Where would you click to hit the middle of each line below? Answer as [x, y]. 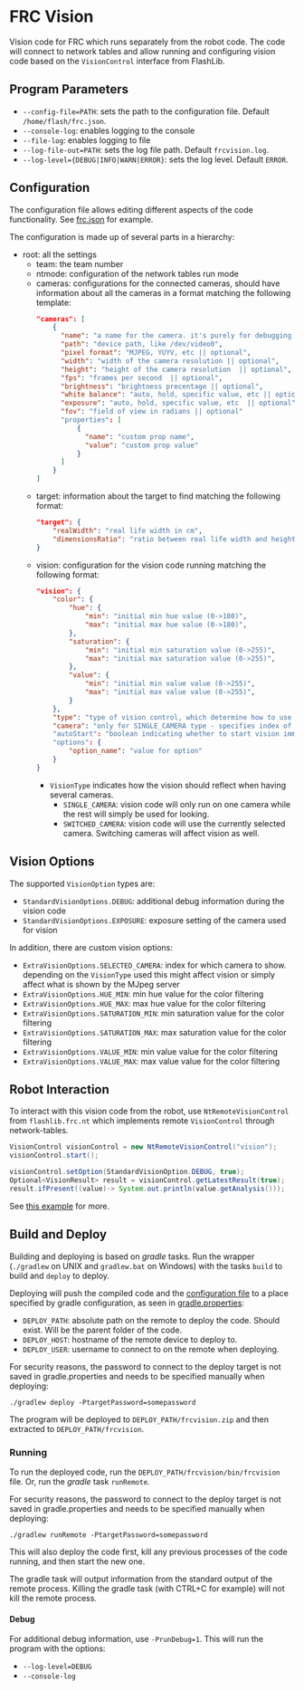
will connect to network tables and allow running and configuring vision [142, 51]
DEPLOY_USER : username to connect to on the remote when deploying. [151, 1349]
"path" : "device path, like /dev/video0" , [142, 344]
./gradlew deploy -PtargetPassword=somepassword [103, 1402]
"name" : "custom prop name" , [139, 436]
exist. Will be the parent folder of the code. [102, 1330]
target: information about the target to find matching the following [158, 496]
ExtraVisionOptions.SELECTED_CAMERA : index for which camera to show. [154, 965]
